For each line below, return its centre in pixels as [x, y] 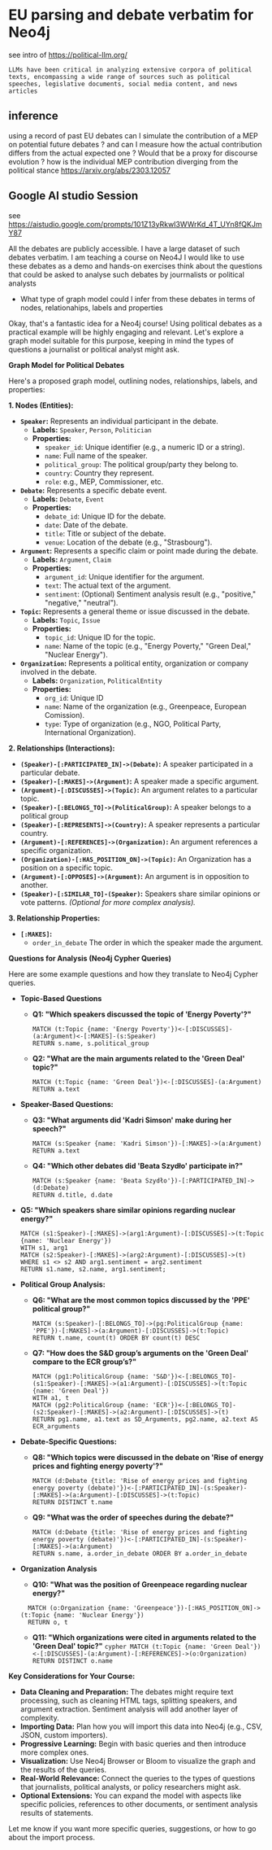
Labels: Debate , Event [68, 499]
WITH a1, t [51, 1397]
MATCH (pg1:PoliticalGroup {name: [91, 1376]
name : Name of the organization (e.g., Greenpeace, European [145, 706]
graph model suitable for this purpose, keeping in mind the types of [121, 340]
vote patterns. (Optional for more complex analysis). [108, 902]
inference [33, 116]
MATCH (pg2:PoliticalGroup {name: [91, 1405]
